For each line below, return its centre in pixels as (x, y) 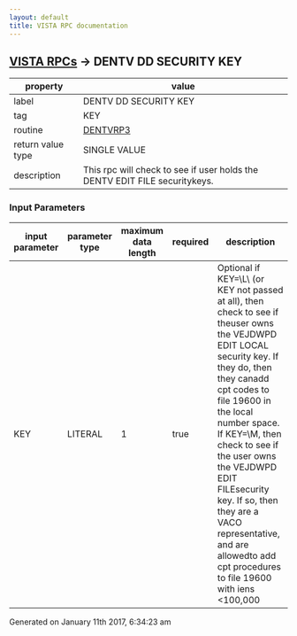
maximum (142, 230)
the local (235, 411)
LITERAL (85, 433)
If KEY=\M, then (249, 433)
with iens (236, 588)
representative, (248, 533)
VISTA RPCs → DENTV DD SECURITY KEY (126, 62)
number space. (248, 423)
